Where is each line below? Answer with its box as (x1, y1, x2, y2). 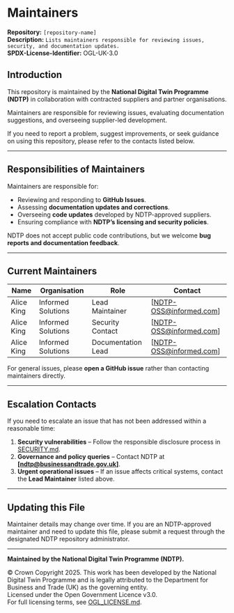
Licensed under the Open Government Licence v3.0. (7, 591, 158, 598)
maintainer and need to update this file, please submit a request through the (7, 527, 225, 536)
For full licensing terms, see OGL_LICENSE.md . (7, 598, 142, 606)
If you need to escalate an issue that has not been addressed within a (7, 417, 207, 426)
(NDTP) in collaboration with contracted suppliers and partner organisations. (7, 95, 227, 103)
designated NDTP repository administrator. (7, 535, 130, 543)
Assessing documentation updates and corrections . (17, 203, 171, 211)
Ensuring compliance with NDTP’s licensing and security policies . (17, 217, 209, 226)
